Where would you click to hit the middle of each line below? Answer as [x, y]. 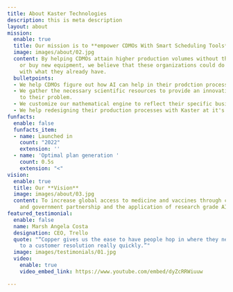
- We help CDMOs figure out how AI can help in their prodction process [121, 85]
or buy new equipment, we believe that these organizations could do [122, 65]
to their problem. [46, 98]
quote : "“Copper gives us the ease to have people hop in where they [116, 239]
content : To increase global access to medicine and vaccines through [118, 201]
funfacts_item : [35, 130]
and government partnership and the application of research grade [119, 207]
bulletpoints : [34, 78]
